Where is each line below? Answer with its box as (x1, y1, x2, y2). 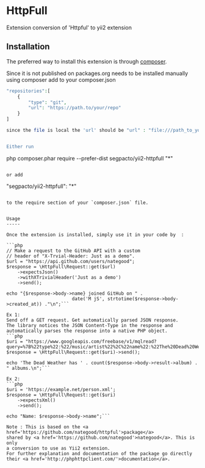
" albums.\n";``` (6, 365, 51, 371)
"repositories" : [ (6, 88, 51, 94)
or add (6, 171, 23, 178)
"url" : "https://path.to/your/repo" (28, 105, 121, 111)
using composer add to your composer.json (6, 76, 116, 83)
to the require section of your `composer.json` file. (6, 200, 149, 206)
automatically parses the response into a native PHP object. (6, 328, 168, 334)
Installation (6, 41, 50, 52)
